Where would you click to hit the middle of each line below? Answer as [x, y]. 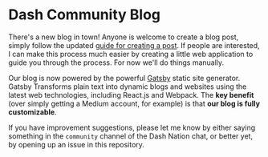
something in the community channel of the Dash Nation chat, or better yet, [131, 136]
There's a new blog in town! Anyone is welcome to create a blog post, [124, 37]
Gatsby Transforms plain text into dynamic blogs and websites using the [128, 87]
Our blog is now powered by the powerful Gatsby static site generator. [124, 78]
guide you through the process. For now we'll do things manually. [116, 62]
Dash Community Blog [84, 15]
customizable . [33, 112]
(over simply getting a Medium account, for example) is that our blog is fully [134, 103]
